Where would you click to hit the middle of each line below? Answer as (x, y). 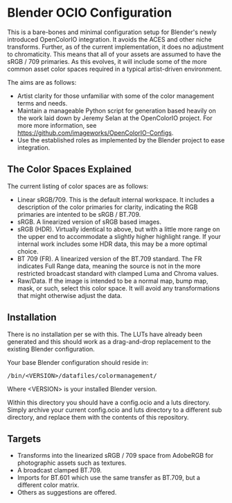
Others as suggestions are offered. (67, 493)
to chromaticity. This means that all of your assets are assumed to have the (114, 54)
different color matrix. (48, 485)
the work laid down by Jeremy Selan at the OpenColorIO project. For (115, 118)
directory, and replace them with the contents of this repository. (98, 417)
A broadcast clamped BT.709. (60, 470)
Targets (24, 439)
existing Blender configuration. (51, 349)
